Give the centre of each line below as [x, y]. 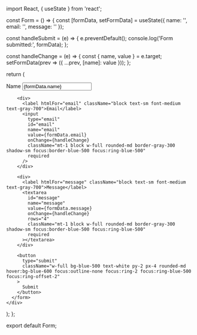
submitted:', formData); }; [37, 45]
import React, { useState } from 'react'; [54, 9]
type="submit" [40, 261]
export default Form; [31, 325]
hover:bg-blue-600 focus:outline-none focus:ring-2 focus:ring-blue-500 [99, 271]
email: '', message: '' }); [35, 27]
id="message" [44, 198]
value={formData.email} [57, 135]
